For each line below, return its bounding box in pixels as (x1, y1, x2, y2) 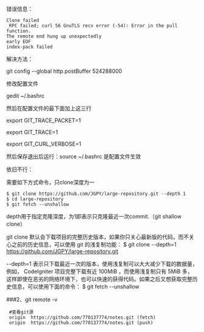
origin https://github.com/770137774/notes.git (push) (8, 320, 154, 326)
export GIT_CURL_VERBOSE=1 (6, 140, 81, 147)
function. (6, 28, 32, 34)
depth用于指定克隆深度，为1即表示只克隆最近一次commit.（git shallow (6, 213, 182, 220)
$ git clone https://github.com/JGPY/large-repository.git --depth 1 (6, 191, 186, 197)
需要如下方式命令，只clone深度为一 (6, 178, 95, 186)
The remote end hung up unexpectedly (6, 33, 102, 39)
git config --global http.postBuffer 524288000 (6, 67, 123, 75)
